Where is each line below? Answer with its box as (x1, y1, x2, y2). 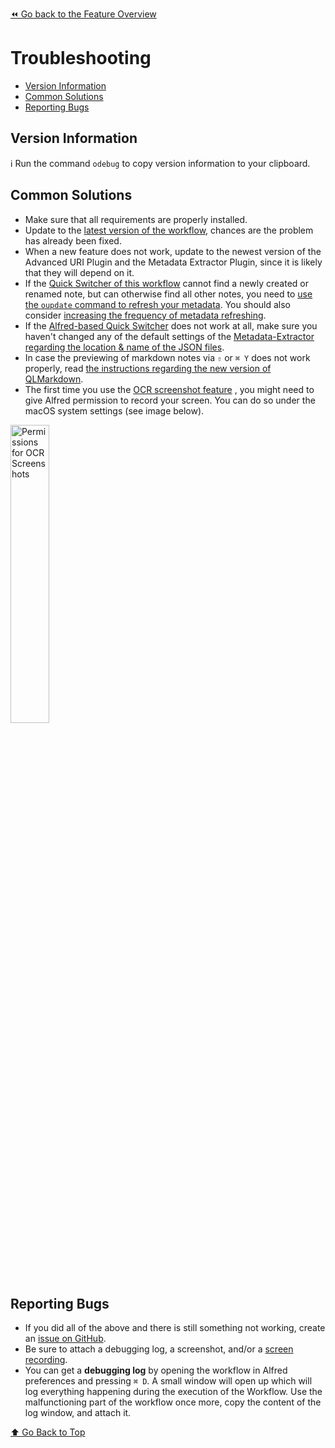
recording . (24, 1354, 68, 1366)
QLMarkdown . (24, 373, 84, 385)
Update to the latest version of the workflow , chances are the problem (24, 224, 314, 236)
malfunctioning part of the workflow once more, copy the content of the (24, 1396, 322, 1408)
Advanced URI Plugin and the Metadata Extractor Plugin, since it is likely (24, 256, 323, 268)
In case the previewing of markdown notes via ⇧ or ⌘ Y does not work (24, 351, 311, 363)
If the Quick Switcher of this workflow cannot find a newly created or (24, 277, 310, 289)
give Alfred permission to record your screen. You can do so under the (24, 394, 316, 406)
